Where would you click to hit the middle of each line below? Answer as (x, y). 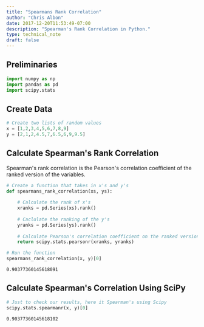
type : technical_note (34, 35)
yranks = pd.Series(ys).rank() (57, 225)
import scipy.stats (31, 90)
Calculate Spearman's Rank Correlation (83, 153)
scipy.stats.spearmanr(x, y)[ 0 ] (47, 308)
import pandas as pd (32, 84)
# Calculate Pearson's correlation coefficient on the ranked (97, 236)
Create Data (29, 109)
